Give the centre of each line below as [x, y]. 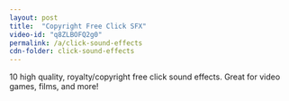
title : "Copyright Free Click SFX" [78, 26]
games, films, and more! [54, 87]
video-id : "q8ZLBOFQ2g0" [56, 34]
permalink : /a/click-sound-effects [76, 43]
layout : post [34, 18]
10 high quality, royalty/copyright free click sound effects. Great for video [145, 77]
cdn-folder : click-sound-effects [72, 51]
